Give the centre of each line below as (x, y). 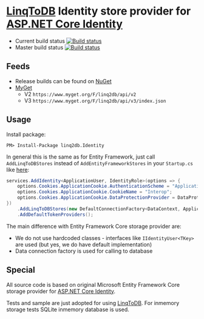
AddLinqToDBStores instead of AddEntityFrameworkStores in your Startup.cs (100, 163)
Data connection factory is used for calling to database (84, 251)
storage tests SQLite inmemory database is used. (68, 309)
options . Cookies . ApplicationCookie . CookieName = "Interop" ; (95, 192)
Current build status (40, 41)
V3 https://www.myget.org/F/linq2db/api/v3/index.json (95, 100)
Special (21, 270)
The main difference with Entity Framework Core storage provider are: (94, 226)
